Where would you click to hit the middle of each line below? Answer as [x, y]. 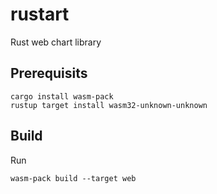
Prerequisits [49, 73]
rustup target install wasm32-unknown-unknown [109, 105]
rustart [40, 14]
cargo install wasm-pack [62, 96]
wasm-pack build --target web [73, 178]
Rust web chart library [56, 42]
